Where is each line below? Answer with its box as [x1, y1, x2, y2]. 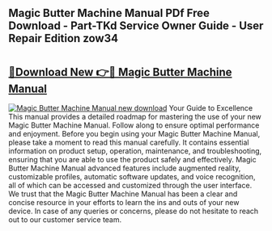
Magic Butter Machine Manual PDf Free [8, 6, 210, 20]
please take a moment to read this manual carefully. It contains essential [8, 137, 249, 147]
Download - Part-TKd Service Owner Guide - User [8, 19, 264, 33]
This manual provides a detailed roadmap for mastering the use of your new [8, 112, 261, 121]
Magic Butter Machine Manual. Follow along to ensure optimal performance [8, 120, 260, 130]
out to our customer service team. [8, 215, 122, 225]
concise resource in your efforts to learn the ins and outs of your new [8, 198, 240, 207]
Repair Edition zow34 [8, 31, 119, 45]
